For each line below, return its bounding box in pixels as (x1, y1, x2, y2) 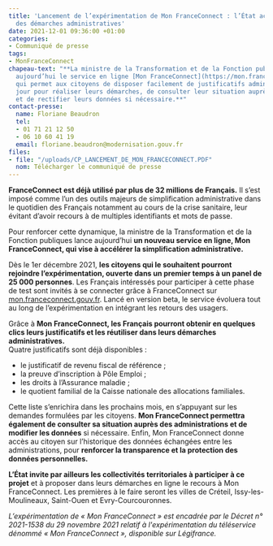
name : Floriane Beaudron (15, 110, 100, 119)
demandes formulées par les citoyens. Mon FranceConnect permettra (8, 411, 245, 421)
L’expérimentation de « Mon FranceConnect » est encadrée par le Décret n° (8, 511, 263, 521)
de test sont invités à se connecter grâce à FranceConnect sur (8, 286, 218, 296)
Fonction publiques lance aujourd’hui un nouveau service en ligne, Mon (8, 236, 250, 245)
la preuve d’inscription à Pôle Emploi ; (19, 369, 147, 379)
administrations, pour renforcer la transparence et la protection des (8, 445, 238, 455)
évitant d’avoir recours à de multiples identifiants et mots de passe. (8, 211, 233, 221)
